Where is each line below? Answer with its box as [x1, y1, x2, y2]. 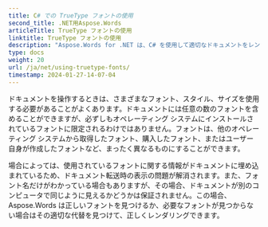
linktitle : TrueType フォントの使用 [8, 33, 122, 42]
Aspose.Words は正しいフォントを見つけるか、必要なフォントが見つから [8, 200, 247, 209]
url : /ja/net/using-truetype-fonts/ [8, 64, 130, 72]
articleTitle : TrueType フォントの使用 [8, 26, 132, 34]
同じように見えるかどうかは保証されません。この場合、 [49, 190, 231, 200]
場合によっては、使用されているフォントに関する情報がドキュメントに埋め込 [8, 160, 259, 170]
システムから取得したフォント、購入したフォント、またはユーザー [37, 133, 254, 143]
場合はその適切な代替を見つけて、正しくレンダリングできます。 [14, 210, 224, 220]
